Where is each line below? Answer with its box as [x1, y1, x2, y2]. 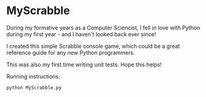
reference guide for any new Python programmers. [6, 49, 135, 56]
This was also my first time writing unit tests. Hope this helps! [6, 61, 162, 68]
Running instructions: [6, 72, 60, 80]
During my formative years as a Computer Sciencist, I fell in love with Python [6, 24, 200, 31]
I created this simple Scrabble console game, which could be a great [6, 42, 180, 50]
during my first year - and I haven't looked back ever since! [6, 30, 156, 37]
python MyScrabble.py [6, 84, 62, 91]
